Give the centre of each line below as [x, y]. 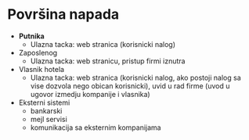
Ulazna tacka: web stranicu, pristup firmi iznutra [108, 61]
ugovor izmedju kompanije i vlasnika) [90, 94]
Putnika [31, 36]
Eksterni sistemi [44, 102]
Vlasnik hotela [41, 69]
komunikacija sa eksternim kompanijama [96, 127]
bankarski [46, 110]
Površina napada [63, 14]
